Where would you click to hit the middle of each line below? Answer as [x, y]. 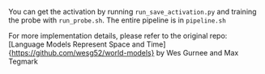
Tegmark [23, 61]
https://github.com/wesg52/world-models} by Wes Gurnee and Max [125, 53]
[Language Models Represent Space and [77, 44]
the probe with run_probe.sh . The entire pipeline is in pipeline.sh [118, 20]
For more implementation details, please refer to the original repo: [118, 36]
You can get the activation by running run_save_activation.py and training [132, 12]
